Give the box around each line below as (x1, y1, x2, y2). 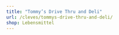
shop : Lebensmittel (6, 20, 55, 26)
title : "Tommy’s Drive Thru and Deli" (6, 8, 102, 15)
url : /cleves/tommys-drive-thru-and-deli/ (6, 14, 113, 20)
